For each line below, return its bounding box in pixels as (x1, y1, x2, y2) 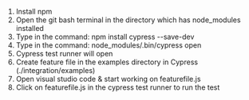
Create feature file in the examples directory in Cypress (15, 57, 198, 67)
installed (15, 24, 44, 33)
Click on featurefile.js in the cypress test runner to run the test (15, 83, 220, 92)
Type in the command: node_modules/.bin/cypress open (15, 40, 202, 50)
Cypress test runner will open (15, 49, 113, 58)
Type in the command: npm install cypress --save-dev (15, 32, 195, 41)
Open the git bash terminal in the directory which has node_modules (15, 15, 241, 25)
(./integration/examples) (15, 66, 96, 75)
